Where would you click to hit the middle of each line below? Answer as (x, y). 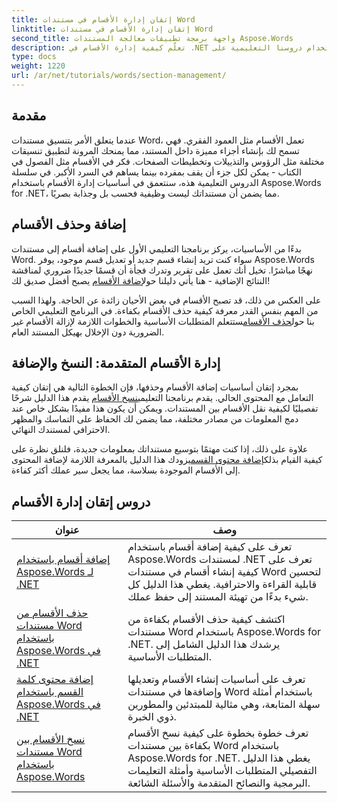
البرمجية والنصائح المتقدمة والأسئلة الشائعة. (219, 783)
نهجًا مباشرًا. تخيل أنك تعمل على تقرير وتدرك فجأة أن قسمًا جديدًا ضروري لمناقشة (162, 270)
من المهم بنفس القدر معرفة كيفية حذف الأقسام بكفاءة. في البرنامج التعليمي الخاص (165, 310)
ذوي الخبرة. (152, 717)
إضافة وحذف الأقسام (69, 224)
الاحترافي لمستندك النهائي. (61, 430)
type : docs (34, 57)
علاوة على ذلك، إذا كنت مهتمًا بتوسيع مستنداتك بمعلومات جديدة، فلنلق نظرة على (160, 449)
